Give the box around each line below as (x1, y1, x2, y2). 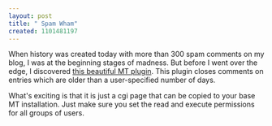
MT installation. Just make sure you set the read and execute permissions (8, 99, 255, 110)
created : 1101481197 (8, 27, 79, 35)
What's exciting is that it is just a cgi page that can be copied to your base (8, 91, 256, 101)
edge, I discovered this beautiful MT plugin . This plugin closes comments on (8, 67, 264, 76)
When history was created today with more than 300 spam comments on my (8, 50, 265, 59)
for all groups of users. (8, 108, 85, 118)
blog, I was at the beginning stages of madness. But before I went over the (8, 58, 258, 67)
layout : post (8, 11, 53, 20)
